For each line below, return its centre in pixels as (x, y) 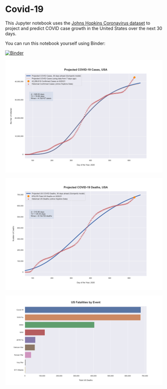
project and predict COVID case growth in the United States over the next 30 (84, 28)
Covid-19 (24, 9)
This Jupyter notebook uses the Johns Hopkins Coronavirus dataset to (78, 23)
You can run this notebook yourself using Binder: (55, 43)
